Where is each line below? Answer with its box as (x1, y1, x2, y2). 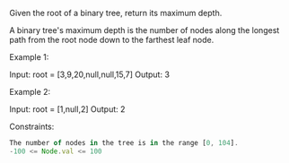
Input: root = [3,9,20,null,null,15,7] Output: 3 (9, 69, 171, 80)
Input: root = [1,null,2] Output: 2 (9, 104, 126, 115)
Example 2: (9, 87, 51, 97)
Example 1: (9, 52, 49, 62)
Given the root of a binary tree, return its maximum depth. (9, 8, 223, 18)
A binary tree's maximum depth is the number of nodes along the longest (9, 25, 280, 35)
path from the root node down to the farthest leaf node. (9, 35, 215, 45)
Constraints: (9, 121, 55, 132)
